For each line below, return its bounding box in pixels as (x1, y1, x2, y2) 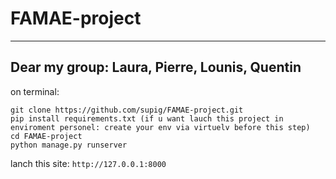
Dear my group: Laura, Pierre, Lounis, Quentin (10, 59, 302, 76)
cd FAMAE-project (10, 131, 83, 141)
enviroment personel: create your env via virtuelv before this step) (10, 122, 311, 132)
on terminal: (10, 85, 60, 97)
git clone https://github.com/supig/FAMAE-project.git (10, 105, 244, 115)
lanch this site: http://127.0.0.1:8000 (10, 157, 167, 169)
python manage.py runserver (10, 140, 128, 150)
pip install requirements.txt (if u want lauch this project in (10, 113, 284, 124)
